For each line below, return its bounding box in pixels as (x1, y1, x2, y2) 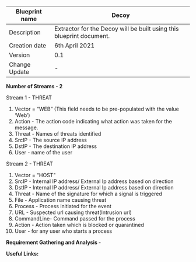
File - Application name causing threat (14, 196, 107, 204)
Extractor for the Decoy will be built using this (54, 25, 179, 33)
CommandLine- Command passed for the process (14, 215, 135, 222)
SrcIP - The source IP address (14, 137, 87, 143)
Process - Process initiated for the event (14, 203, 112, 209)
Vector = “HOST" (14, 172, 56, 178)
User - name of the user (14, 149, 73, 156)
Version (9, 51, 30, 59)
